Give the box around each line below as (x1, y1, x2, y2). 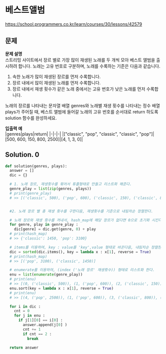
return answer (9, 345, 39, 350)
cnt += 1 (23, 327, 41, 332)
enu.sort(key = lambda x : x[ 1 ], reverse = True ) (9, 286, 114, 291)
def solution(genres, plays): (5, 163, 68, 168)
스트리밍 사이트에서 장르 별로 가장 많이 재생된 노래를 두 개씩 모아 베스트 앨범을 (5, 57, 156, 63)
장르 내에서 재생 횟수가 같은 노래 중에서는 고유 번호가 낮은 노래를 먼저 (12, 86, 146, 92)
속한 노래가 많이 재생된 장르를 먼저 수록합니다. (12, 74, 101, 79)
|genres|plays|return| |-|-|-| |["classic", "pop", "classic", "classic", (5, 131, 138, 137)
